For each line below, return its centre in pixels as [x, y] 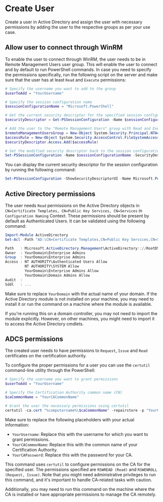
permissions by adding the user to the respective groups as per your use [78, 27]
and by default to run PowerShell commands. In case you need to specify [78, 69]
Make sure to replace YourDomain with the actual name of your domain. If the [81, 294]
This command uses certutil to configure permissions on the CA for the [78, 464]
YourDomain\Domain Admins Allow [57, 275]
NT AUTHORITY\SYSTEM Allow [52, 267]
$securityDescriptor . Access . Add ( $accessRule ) [52, 142]
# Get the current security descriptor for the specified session [73, 115]
